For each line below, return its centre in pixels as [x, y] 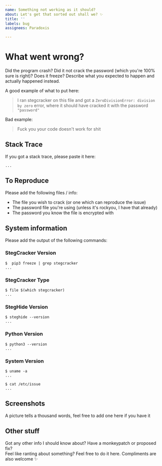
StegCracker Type [27, 280]
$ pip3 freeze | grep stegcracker [42, 263]
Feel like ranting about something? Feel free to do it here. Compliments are [81, 454]
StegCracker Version [31, 253]
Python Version [24, 334]
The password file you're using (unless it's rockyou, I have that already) [85, 207]
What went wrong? [45, 57]
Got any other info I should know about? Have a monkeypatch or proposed [81, 443]
